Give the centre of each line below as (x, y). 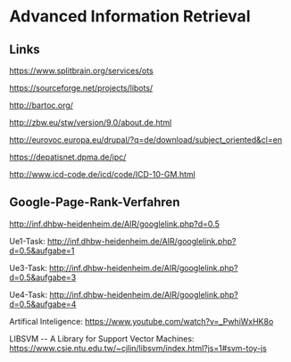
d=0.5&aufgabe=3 (43, 277)
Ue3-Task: (28, 267)
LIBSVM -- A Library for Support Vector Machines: (102, 338)
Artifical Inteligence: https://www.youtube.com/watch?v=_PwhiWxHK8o (141, 321)
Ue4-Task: (29, 294)
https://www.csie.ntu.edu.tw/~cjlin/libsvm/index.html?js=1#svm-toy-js (138, 348)
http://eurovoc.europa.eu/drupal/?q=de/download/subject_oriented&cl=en (146, 140)
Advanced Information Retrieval (130, 16)
